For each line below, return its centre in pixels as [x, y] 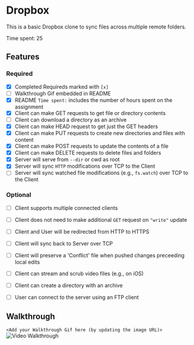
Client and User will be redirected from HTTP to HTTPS [82, 231]
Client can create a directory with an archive [69, 286]
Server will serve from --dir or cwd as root [67, 159]
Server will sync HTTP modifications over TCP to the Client [85, 166]
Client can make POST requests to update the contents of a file [91, 146]
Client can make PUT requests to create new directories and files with [100, 133]
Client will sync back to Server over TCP [64, 243]
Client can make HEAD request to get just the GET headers [86, 126]
